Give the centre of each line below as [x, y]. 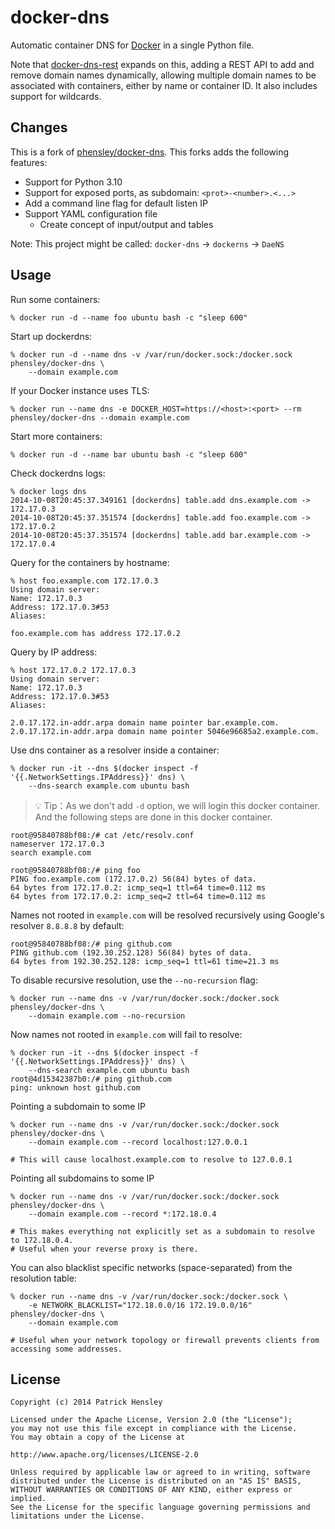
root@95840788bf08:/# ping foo [75, 870]
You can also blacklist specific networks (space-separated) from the [151, 1267]
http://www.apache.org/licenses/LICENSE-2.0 [104, 1455]
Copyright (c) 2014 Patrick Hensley [86, 1402]
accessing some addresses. [66, 1349]
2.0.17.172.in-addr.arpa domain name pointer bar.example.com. [145, 722]
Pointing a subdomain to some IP [78, 1106]
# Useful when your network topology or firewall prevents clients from [165, 1340]
